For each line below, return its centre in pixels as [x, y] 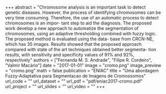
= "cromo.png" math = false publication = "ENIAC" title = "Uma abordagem [82, 71]
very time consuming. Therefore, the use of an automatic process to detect [82, 18]
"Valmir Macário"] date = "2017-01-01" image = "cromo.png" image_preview [83, 65]
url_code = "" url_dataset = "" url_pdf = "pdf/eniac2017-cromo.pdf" [74, 81]
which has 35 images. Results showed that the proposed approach [73, 44]
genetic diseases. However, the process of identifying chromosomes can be [83, 12]
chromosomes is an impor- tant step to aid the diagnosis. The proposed [79, 23]
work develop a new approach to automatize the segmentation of [72, 28]
